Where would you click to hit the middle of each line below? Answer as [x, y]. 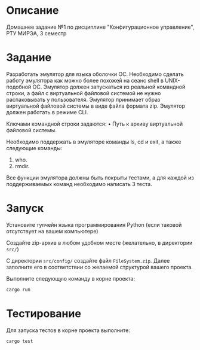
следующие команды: [34, 148]
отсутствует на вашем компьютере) [52, 231]
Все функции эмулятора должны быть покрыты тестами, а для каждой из [100, 178]
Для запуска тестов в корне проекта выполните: [68, 330]
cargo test [20, 341]
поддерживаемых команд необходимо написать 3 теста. [79, 184]
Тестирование [44, 313]
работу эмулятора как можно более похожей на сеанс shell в [85, 80]
